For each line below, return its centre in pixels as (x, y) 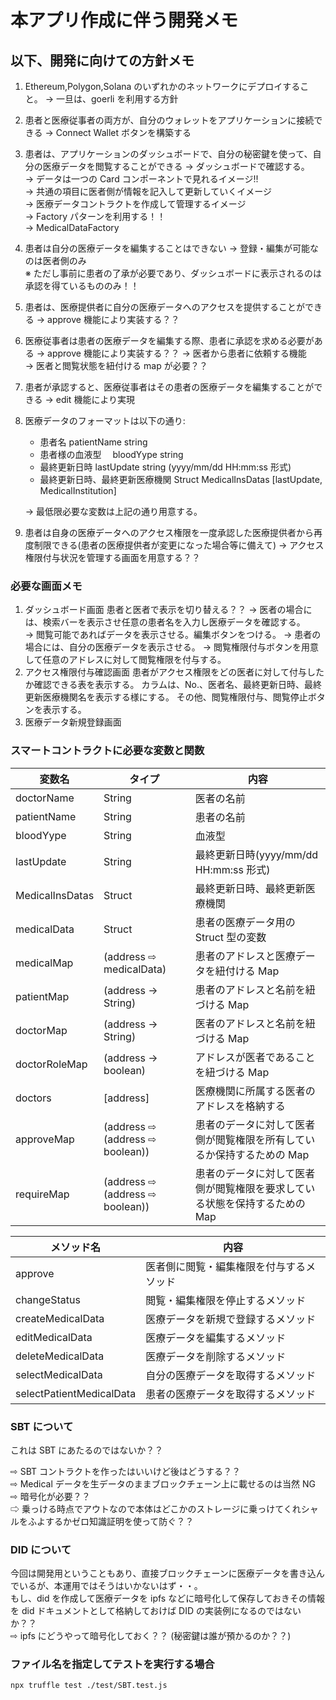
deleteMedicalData (60, 1356)
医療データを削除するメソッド (216, 1356)
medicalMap (44, 963)
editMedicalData (54, 1337)
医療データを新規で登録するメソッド (231, 1319)
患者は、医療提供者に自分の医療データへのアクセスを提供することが (165, 307)
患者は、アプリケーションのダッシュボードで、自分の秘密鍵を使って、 (168, 154)
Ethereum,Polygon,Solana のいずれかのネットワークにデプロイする (162, 86)
